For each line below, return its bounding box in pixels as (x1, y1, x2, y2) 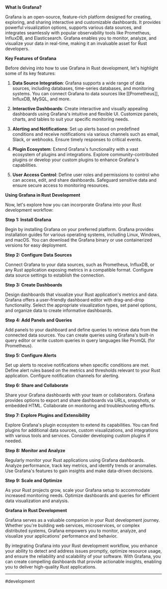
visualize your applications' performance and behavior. (5, 533, 118, 539)
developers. (5, 46, 30, 51)
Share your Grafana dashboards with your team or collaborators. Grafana (5, 392, 155, 398)
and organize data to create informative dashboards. (5, 307, 113, 313)
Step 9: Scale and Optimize (5, 478, 63, 483)
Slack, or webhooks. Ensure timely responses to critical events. (12, 137, 142, 142)
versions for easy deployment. (5, 242, 68, 248)
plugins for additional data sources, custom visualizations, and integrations (5, 427, 159, 433)
